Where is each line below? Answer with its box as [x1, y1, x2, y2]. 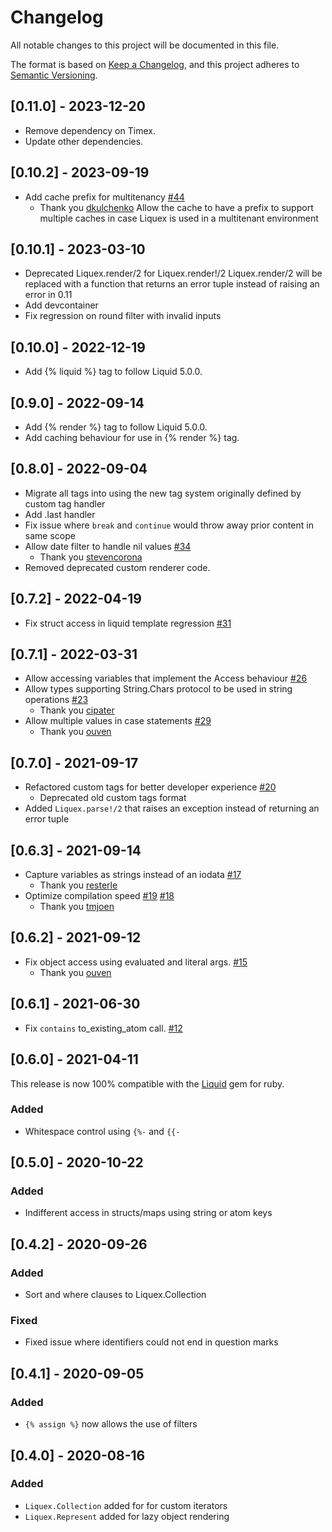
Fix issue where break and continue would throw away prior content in [24, 519, 314, 531]
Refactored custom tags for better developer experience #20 [24, 781, 277, 793]
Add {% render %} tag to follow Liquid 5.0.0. [24, 421, 208, 433]
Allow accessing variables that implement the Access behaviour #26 [24, 672, 308, 685]
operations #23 [24, 694, 89, 706]
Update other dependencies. [24, 135, 144, 147]
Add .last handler [24, 508, 96, 520]
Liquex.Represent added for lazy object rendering [24, 1510, 230, 1522]
